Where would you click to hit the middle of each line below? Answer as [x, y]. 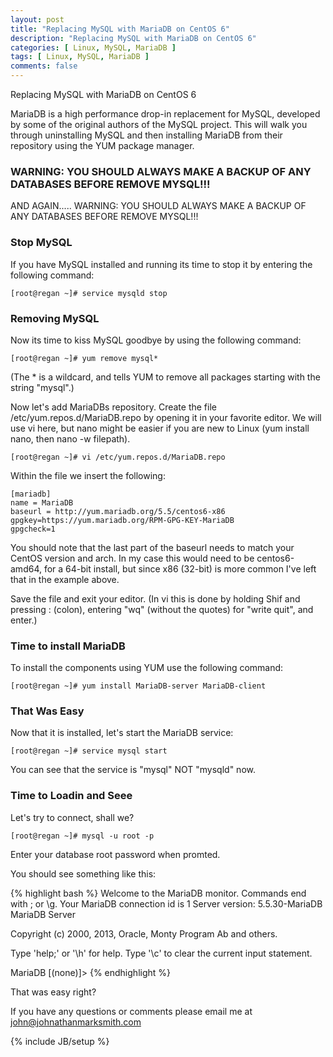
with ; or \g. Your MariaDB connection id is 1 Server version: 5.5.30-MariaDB [166, 903]
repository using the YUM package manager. [102, 145]
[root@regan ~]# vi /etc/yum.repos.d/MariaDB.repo [118, 457]
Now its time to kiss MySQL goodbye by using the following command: [156, 340]
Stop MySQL [41, 243]
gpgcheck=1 [33, 529]
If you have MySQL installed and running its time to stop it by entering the [161, 264]
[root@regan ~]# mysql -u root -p [82, 836]
